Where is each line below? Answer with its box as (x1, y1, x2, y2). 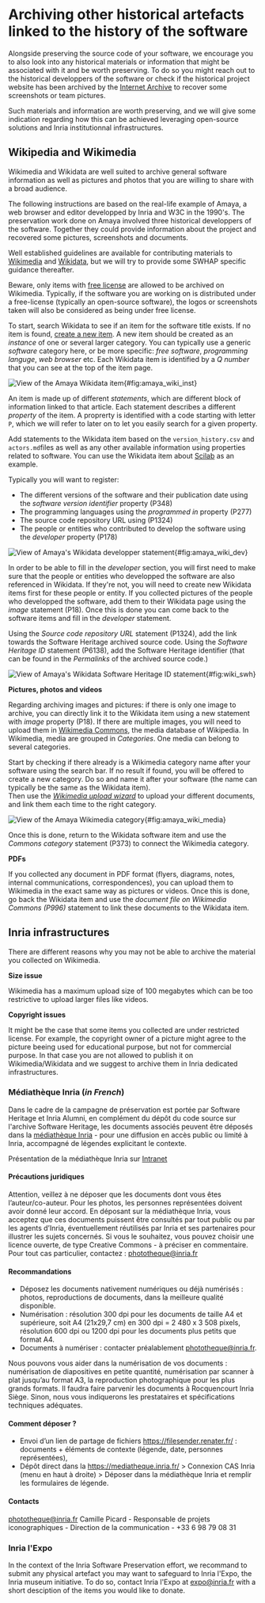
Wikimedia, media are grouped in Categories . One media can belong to (8, 733, 240, 743)
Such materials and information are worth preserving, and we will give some (8, 105, 256, 116)
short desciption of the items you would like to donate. (8, 1586, 186, 1595)
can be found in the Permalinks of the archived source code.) (8, 653, 208, 663)
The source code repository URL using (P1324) (19, 515, 173, 524)
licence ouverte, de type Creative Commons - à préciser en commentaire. (8, 1240, 249, 1250)
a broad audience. (8, 184, 68, 193)
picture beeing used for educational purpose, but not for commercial (8, 1041, 232, 1051)
